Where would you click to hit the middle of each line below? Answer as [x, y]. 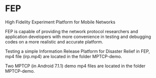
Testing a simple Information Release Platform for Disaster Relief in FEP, [78, 51]
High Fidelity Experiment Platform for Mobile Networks [60, 22]
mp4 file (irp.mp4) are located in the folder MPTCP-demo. [64, 56]
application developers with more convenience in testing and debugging [78, 37]
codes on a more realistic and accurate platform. [54, 41]
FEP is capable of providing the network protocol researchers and [72, 31]
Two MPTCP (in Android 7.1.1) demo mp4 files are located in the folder [75, 66]
